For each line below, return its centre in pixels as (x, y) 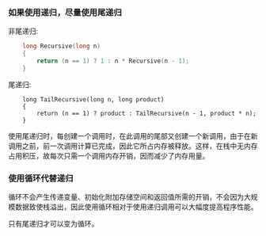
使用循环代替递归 (41, 178)
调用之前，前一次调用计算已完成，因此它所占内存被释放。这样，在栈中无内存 (133, 146)
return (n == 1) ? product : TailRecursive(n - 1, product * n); (147, 113)
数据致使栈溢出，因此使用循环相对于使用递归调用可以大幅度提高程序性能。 (136, 207)
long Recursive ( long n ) (62, 46)
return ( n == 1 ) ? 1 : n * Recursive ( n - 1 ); (113, 61)
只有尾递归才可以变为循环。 (53, 224)
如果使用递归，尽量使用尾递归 (65, 12)
